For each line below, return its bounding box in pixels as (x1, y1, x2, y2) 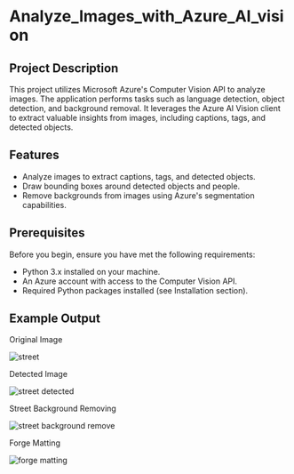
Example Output (9, 311, 100, 326)
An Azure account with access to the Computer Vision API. (21, 276, 238, 286)
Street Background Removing (9, 403, 117, 414)
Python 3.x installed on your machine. (21, 266, 161, 277)
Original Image (9, 334, 63, 345)
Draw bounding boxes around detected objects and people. (21, 181, 241, 191)
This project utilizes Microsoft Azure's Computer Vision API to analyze (9, 84, 266, 94)
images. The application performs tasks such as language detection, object (9, 93, 285, 104)
